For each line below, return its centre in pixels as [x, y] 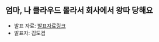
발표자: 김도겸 [30, 33]
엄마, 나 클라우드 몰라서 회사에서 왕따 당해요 [79, 10]
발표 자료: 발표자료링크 [40, 26]
